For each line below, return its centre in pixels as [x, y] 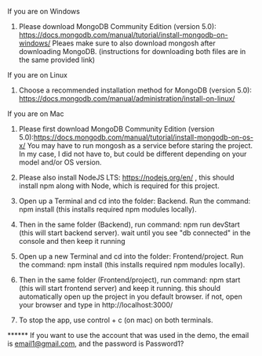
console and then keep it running [72, 241]
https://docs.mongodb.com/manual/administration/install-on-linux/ [127, 98]
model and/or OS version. [60, 162]
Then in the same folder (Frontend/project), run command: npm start [129, 280]
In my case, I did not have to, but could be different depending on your [133, 154]
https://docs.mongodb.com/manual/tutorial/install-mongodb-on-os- [144, 137]
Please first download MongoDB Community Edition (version [116, 129]
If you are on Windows [44, 11]
